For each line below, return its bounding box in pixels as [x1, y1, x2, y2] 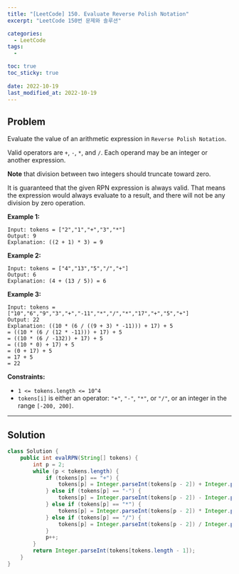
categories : [7, 30, 43, 37]
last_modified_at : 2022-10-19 [7, 89, 97, 96]
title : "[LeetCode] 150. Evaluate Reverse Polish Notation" [7, 10, 190, 18]
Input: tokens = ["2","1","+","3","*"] [7, 226, 126, 234]
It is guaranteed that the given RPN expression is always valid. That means [7, 183, 226, 193]
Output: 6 [7, 272, 37, 279]
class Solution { [7, 448, 59, 455]
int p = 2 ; [33, 461, 65, 468]
